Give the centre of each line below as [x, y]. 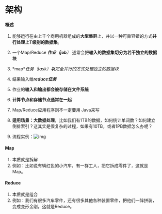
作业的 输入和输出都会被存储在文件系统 [50, 90]
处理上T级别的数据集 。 [39, 42]
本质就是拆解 [25, 159]
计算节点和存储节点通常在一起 [42, 100]
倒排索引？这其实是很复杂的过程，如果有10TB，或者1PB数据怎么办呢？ [82, 126]
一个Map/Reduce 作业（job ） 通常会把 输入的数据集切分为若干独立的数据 [84, 53]
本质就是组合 [25, 194]
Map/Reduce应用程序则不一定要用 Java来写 [56, 110]
